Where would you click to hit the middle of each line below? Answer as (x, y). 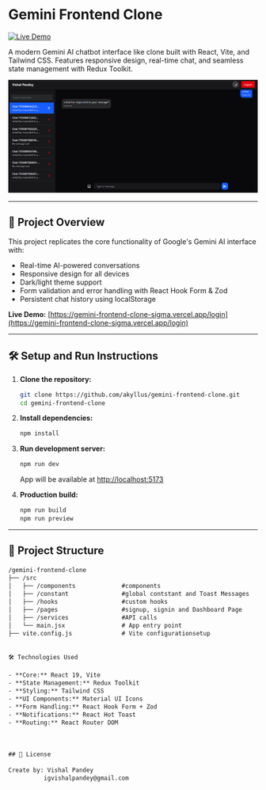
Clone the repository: (55, 379)
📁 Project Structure (56, 551)
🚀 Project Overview (57, 222)
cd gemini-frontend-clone (62, 403)
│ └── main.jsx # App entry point (95, 625)
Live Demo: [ (30, 314)
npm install (39, 433)
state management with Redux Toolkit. (70, 68)
